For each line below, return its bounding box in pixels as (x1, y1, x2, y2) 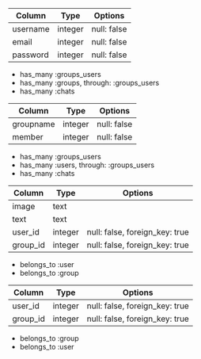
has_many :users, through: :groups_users (19, 160, 155, 170)
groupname (12, 119, 55, 129)
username (12, 24, 50, 34)
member (12, 132, 44, 142)
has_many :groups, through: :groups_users (19, 78, 160, 87)
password (12, 49, 49, 60)
